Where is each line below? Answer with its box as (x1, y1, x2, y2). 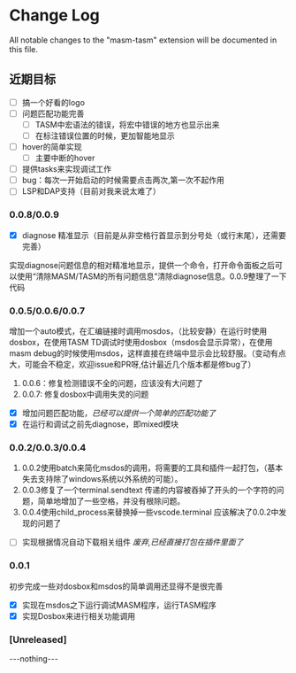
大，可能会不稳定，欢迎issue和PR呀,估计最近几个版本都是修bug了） (9, 359, 256, 369)
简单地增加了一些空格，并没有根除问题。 (37, 496, 186, 507)
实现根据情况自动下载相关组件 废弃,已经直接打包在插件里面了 (21, 537, 244, 547)
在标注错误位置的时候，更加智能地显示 (34, 130, 175, 141)
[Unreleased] (9, 633, 67, 646)
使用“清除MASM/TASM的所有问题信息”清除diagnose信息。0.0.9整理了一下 (16, 271, 287, 282)
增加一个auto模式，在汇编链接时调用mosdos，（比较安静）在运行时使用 (9, 325, 268, 336)
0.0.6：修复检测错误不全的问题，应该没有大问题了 (21, 377, 203, 388)
